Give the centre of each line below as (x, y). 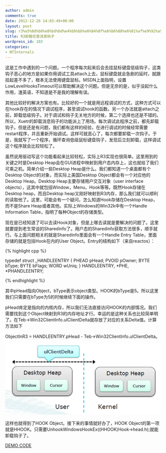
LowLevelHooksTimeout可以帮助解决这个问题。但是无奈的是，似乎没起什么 (82, 86)
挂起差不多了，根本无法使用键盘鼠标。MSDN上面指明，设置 (66, 80)
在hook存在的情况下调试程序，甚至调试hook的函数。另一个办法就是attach (80, 109)
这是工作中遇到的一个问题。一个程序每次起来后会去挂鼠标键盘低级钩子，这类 (83, 67)
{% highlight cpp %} (26, 251)
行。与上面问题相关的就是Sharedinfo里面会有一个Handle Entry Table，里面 (81, 235)
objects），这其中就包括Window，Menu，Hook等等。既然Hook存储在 (75, 187)
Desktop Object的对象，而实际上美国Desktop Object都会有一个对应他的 (78, 175)
